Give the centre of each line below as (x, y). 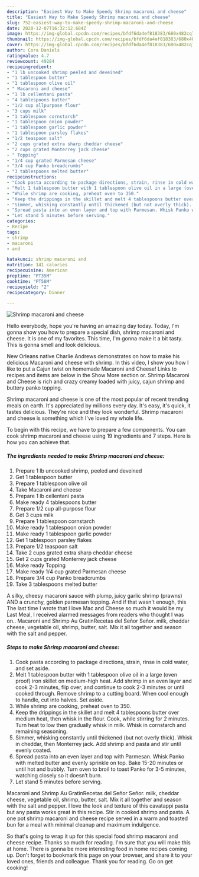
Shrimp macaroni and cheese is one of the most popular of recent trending (98, 399)
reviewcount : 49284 (31, 61)
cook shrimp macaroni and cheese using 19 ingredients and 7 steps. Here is (99, 436)
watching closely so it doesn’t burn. (58, 776)
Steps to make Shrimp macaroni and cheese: (63, 647)
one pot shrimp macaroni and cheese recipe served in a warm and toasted (97, 818)
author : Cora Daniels (33, 50)
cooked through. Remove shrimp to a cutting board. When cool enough (102, 694)
